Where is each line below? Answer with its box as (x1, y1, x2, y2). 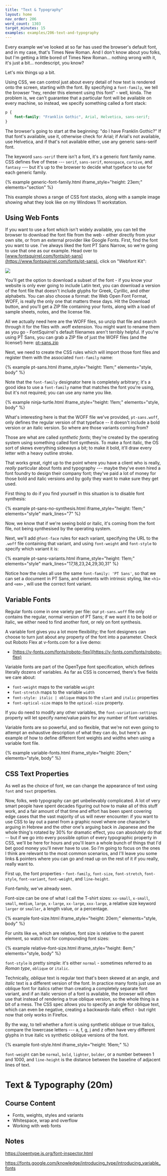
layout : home (5, 12, 32, 17)
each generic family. (5, 169, 47, 175)
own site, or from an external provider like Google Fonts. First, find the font (5, 237, 158, 243)
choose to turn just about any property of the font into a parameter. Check (5, 634, 157, 640)
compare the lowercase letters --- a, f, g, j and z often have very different (5, 1027, 155, 1033)
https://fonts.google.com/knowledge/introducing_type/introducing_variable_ (5, 1160, 161, 1166)
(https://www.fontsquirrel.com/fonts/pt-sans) (5, 258, 98, 264)
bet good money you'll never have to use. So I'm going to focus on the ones (5, 845, 161, 851)
